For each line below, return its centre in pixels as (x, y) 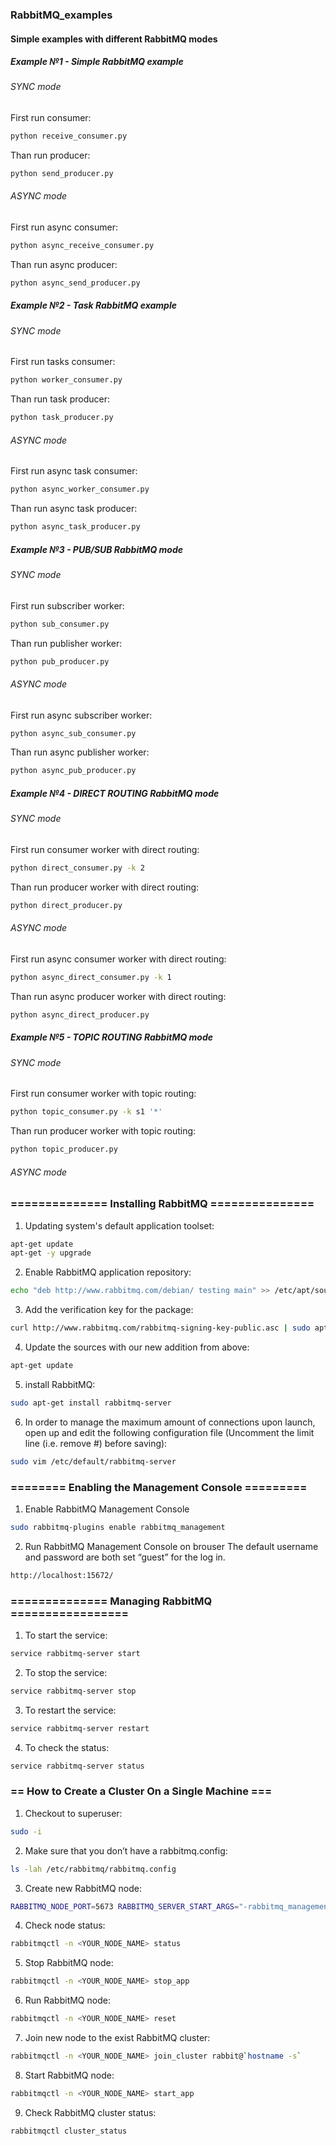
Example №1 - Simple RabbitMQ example (97, 62)
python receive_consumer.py (69, 136)
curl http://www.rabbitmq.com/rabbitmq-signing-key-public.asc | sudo (160, 1328)
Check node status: (65, 1925)
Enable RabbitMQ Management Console (107, 1509)
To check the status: (67, 1747)
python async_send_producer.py (75, 283)
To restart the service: (70, 1710)
